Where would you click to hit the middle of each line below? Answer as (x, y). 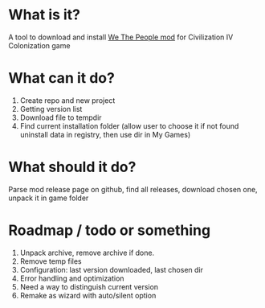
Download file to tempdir (61, 117)
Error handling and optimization (72, 278)
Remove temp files (51, 261)
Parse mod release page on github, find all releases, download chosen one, (133, 189)
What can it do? (61, 78)
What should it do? (72, 167)
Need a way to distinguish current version (89, 286)
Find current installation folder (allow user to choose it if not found (129, 125)
